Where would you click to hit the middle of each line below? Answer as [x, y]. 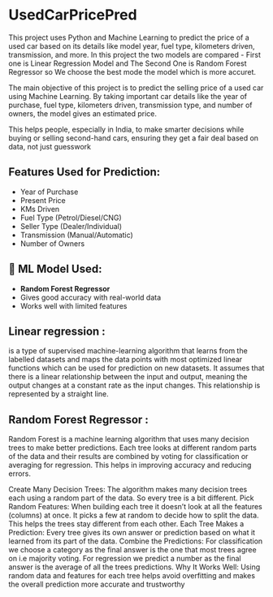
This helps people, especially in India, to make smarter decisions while [126, 129]
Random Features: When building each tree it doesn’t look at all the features [135, 507]
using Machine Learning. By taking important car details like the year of [128, 96]
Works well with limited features [74, 305]
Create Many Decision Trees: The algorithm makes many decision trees [128, 490]
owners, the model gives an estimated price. [82, 113]
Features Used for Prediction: [84, 172]
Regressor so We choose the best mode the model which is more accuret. [132, 71]
